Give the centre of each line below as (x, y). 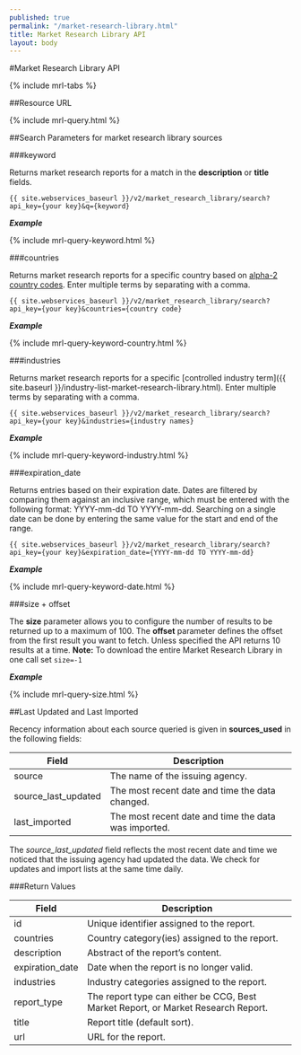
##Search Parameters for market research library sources (116, 138)
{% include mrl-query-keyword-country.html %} (98, 343)
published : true (39, 18)
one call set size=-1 (46, 660)
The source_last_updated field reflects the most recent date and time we (143, 850)
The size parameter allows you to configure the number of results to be (141, 621)
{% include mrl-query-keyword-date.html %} (92, 587)
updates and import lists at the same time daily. (96, 869)
